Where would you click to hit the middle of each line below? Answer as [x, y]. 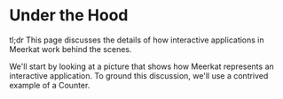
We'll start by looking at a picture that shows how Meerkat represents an [142, 66]
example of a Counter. [50, 85]
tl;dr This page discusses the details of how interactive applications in [137, 40]
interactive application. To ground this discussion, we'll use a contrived [139, 75]
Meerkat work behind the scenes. [71, 49]
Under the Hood [69, 15]
